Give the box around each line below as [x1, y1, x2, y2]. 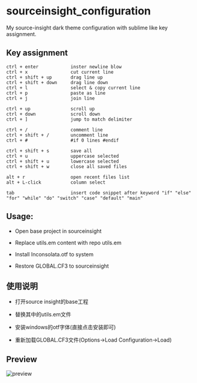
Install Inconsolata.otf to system [14, 250, 94, 258]
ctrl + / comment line [6, 127, 103, 133]
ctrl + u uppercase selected [6, 153, 119, 159]
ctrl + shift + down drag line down [6, 79, 109, 85]
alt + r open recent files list [6, 174, 130, 180]
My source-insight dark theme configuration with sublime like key [6, 24, 168, 31]
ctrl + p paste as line [6, 90, 106, 96]
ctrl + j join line [6, 95, 95, 101]
